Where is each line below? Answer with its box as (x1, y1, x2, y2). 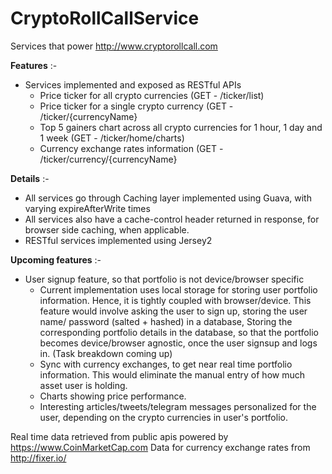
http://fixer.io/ (10, 452, 67, 464)
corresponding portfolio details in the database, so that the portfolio (39, 326, 319, 338)
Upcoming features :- (10, 253, 102, 266)
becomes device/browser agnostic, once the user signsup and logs (39, 337, 318, 349)
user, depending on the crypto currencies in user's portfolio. (39, 411, 288, 423)
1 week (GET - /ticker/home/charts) (39, 132, 185, 144)
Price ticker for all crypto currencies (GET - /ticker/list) (39, 89, 265, 101)
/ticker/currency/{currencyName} (39, 153, 178, 165)
